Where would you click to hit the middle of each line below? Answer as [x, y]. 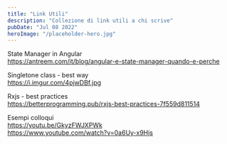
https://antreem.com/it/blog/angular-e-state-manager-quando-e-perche [114, 62]
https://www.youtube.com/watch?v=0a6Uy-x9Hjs [80, 133]
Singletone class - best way [48, 75]
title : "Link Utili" [38, 14]
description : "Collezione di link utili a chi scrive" [90, 21]
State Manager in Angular [45, 54]
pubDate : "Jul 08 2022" [43, 27]
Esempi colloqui [31, 118]
